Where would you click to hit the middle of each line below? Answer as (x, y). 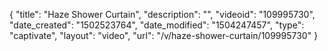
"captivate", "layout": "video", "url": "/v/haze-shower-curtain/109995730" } (164, 35)
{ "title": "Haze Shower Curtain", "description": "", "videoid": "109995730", (162, 14)
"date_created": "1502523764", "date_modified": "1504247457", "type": (157, 25)
